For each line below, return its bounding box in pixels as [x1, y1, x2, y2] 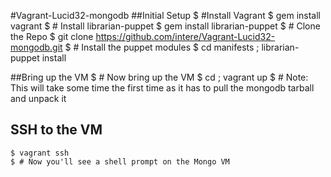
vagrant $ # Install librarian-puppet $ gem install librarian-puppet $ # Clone [10, 20, 321, 32]
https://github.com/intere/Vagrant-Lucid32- [95, 31, 276, 42]
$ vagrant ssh [10, 148, 70, 158]
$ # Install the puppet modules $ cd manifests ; [64, 41, 260, 53]
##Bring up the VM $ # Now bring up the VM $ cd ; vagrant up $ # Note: [10, 71, 309, 83]
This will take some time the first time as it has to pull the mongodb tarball [10, 82, 315, 94]
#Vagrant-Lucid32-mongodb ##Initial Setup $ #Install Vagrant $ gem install [10, 10, 321, 21]
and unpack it [10, 93, 67, 104]
